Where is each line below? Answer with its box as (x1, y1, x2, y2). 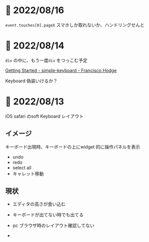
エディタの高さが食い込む (12, 201, 66, 207)
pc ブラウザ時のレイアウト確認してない (12, 222, 94, 229)
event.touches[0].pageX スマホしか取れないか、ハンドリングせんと (5, 22, 145, 28)
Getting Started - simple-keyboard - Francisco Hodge (5, 67, 117, 73)
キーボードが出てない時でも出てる (12, 212, 84, 218)
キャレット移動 (12, 170, 44, 176)
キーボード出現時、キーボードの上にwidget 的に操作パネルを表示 (5, 143, 140, 150)
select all (12, 164, 32, 171)
